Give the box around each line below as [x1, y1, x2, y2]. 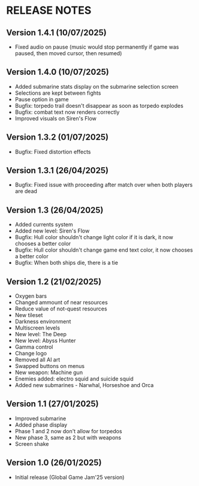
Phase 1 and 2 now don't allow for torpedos [14, 427, 122, 434]
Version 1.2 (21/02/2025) [6, 276, 102, 286]
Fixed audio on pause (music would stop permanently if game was [14, 43, 179, 50]
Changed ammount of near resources [14, 299, 108, 306]
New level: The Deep [14, 331, 67, 338]
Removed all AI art [14, 356, 61, 363]
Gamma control [14, 343, 53, 351]
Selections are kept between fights [14, 89, 101, 96]
